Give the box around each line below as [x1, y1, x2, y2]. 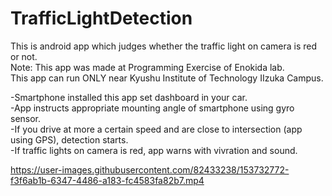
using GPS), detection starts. [10, 133, 129, 146]
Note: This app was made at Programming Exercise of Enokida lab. [10, 61, 285, 73]
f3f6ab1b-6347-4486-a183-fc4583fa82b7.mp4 [10, 174, 205, 186]
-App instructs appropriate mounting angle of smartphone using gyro [10, 102, 295, 114]
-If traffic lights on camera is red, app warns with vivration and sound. [10, 144, 298, 156]
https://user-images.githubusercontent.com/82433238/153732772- [10, 163, 290, 176]
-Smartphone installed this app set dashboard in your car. [10, 91, 248, 103]
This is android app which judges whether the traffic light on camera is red [10, 40, 318, 52]
